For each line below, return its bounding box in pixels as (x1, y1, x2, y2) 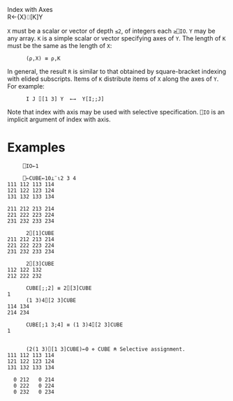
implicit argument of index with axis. (7, 115, 112, 123)
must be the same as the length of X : (7, 42, 112, 50)
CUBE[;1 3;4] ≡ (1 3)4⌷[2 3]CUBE (25, 321, 123, 328)
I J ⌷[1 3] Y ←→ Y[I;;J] (25, 96, 105, 103)
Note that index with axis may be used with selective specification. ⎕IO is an (7, 108, 225, 116)
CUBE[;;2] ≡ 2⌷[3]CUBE (25, 285, 92, 292)
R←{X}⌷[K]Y (7, 13, 43, 21)
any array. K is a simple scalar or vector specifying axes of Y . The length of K (7, 34, 226, 43)
